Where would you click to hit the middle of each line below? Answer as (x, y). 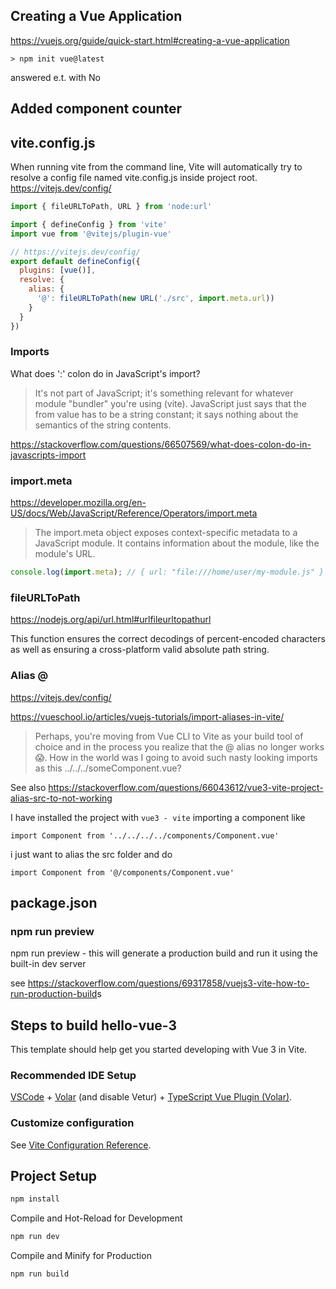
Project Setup (54, 1176)
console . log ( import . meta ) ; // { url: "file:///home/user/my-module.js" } (167, 572)
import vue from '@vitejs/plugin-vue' (91, 234)
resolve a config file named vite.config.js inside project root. (134, 178)
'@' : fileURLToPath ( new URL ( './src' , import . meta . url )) (155, 299)
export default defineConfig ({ (75, 261)
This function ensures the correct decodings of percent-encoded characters (168, 639)
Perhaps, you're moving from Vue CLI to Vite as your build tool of (169, 736)
